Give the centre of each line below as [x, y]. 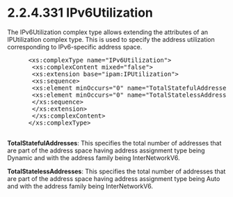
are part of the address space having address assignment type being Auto [114, 178]
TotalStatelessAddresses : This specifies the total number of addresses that [116, 171]
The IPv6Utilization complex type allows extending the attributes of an [108, 32]
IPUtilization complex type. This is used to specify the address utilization [111, 39]
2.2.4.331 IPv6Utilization [80, 13]
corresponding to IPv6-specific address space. [75, 47]
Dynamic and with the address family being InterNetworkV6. [94, 157]
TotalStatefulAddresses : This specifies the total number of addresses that [114, 143]
